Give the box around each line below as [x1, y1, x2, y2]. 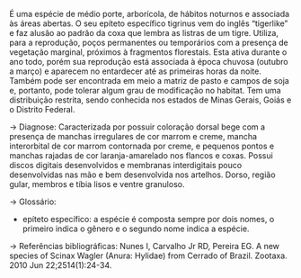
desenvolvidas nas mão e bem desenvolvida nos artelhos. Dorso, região [9, 169, 276, 180]
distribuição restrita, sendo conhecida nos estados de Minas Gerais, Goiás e [9, 94, 292, 105]
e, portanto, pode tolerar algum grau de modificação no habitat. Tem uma [9, 85, 281, 95]
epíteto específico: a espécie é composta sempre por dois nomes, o [22, 214, 275, 224]
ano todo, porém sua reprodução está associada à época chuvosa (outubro [9, 57, 289, 67]
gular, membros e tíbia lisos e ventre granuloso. [9, 179, 185, 189]
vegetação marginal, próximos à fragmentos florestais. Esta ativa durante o [9, 47, 288, 58]
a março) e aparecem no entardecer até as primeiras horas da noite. [9, 66, 262, 76]
